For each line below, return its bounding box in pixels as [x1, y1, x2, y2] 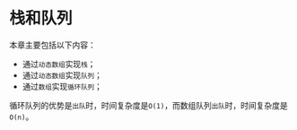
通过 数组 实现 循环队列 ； [22, 81, 103, 91]
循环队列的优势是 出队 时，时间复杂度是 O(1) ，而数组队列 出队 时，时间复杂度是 [9, 100, 289, 110]
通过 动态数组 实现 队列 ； [22, 69, 103, 81]
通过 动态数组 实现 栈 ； [22, 58, 96, 69]
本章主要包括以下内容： [9, 39, 96, 50]
